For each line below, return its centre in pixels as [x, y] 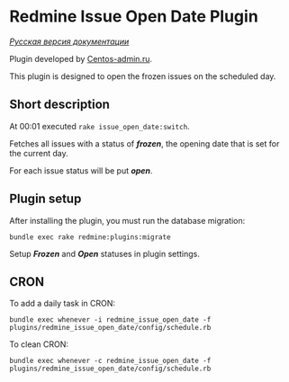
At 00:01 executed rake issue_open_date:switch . [100, 126]
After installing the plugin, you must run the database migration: [127, 220]
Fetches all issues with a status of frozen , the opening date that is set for [144, 143]
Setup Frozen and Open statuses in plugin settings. [105, 253]
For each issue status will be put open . [81, 170]
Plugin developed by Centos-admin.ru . [81, 58]
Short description [60, 105]
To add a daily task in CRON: [62, 304]
